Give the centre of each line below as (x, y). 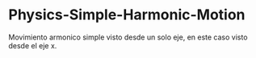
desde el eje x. (33, 45)
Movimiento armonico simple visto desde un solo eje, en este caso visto (128, 37)
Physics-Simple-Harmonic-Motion (127, 15)
